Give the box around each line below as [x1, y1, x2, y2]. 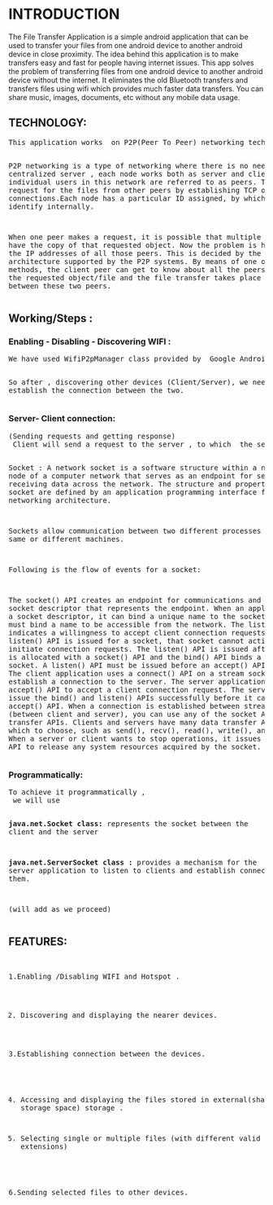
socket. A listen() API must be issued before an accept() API [8, 661, 266, 670]
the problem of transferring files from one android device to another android [8, 66, 263, 76]
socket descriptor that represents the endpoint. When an [8, 604, 245, 613]
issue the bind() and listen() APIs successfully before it [8, 693, 253, 702]
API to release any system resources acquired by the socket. [8, 742, 262, 751]
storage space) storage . [19, 1103, 124, 1112]
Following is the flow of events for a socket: [8, 565, 201, 574]
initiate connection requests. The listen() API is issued [8, 644, 249, 653]
